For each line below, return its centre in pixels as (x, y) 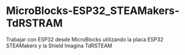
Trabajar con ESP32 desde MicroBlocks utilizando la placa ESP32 (85, 39)
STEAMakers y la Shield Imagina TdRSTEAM (59, 46)
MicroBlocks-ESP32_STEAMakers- (93, 11)
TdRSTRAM (34, 23)
